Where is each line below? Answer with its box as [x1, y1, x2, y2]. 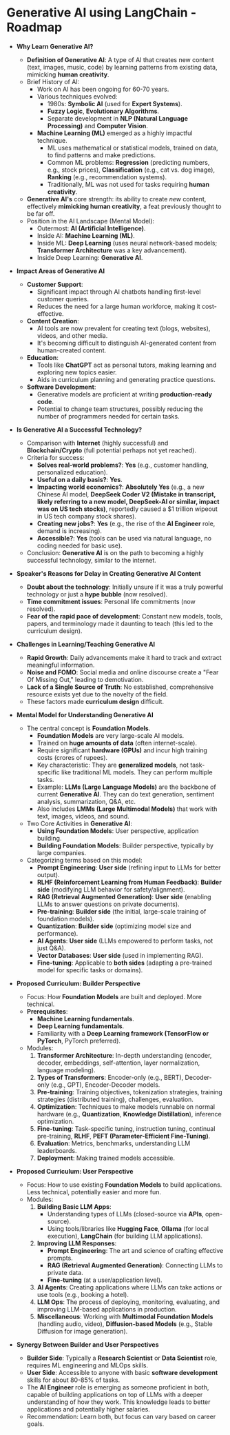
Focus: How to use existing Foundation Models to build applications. [26, 1181, 222, 1189]
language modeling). [36, 1065, 96, 1074]
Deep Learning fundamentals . [36, 1022, 125, 1030]
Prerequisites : [26, 1007, 68, 1015]
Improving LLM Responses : [36, 1239, 117, 1247]
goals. [26, 1419, 45, 1428]
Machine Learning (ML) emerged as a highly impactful [36, 129, 193, 137]
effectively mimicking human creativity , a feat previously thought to [26, 202, 222, 210]
